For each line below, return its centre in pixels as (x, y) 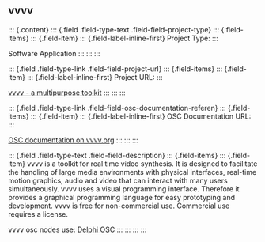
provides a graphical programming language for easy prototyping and (122, 197)
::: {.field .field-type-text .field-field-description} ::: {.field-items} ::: (117, 155)
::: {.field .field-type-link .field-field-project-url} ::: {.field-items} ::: (115, 69)
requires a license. (38, 214)
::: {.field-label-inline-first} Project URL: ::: (95, 77)
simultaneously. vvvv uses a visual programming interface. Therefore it (124, 189)
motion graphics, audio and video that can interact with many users (118, 180)
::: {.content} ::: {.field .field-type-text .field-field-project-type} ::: (114, 29)
